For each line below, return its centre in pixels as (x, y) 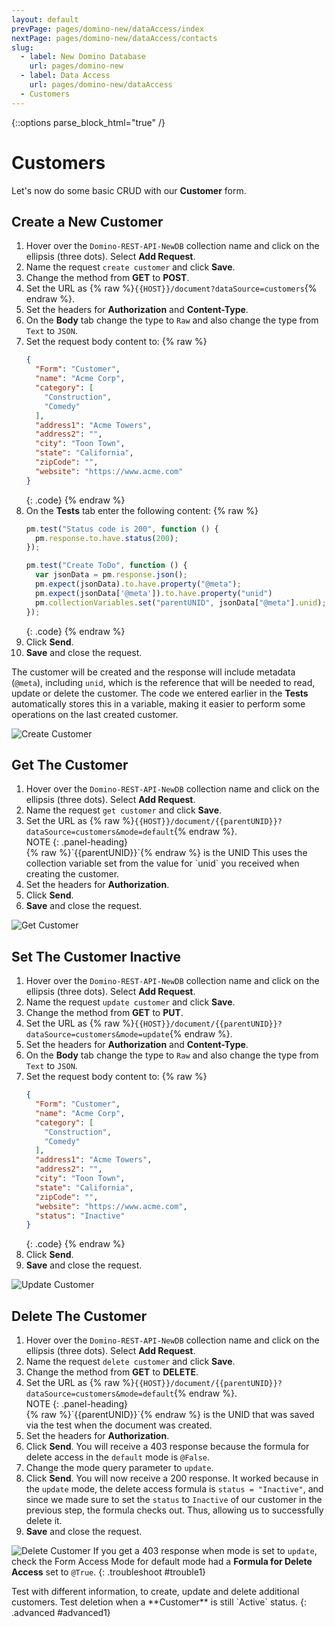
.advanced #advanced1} (61, 1613)
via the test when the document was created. (119, 1425)
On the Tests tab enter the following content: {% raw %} (142, 510)
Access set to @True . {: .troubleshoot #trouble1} (109, 1572)
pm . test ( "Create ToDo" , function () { (106, 566)
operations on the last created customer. (95, 714)
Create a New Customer (87, 221)
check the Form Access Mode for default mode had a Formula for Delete (162, 1562)
